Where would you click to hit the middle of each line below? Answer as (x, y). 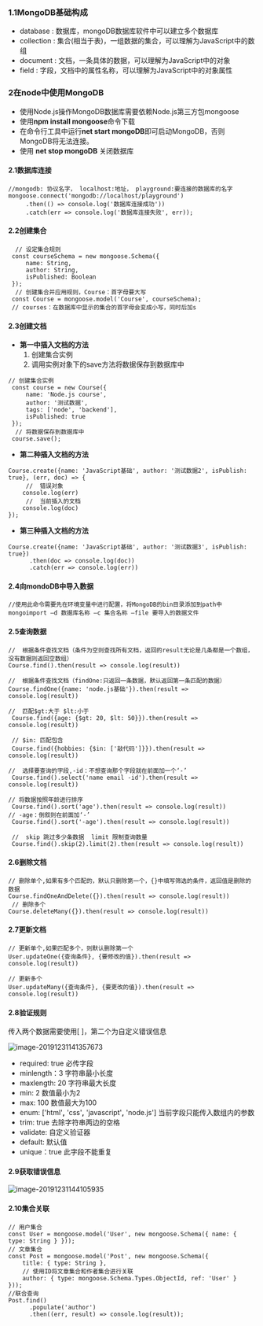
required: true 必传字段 (57, 1063)
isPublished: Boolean (61, 277)
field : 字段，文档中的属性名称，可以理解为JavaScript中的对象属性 (126, 70)
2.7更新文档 (27, 929)
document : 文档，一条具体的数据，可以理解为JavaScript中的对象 (125, 61)
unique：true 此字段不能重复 (66, 1152)
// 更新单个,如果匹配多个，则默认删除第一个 (71, 949)
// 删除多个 (29, 904)
